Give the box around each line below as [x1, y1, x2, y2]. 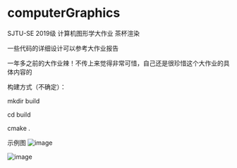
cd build [7, 110, 31, 119]
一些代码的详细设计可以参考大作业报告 [7, 44, 119, 52]
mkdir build [7, 96, 40, 105]
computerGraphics [7, 5, 121, 21]
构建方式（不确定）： [7, 82, 66, 91]
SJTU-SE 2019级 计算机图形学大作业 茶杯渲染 [7, 29, 140, 37]
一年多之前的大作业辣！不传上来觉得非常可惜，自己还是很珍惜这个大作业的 [7, 58, 224, 67]
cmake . [7, 124, 30, 132]
